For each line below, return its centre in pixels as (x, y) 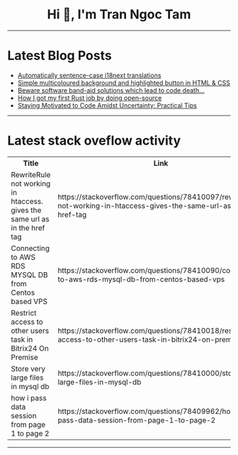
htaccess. (27, 201)
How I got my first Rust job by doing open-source (90, 98)
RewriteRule (31, 174)
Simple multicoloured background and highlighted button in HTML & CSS (124, 83)
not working (31, 184)
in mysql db (30, 386)
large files (27, 377)
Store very (28, 369)
